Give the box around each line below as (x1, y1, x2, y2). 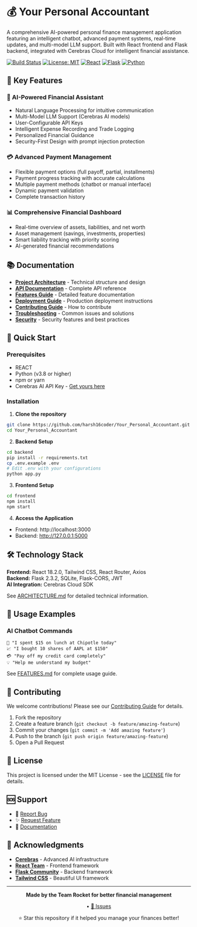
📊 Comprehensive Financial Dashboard (6, 208, 122, 216)
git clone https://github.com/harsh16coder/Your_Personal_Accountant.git (6, 422, 191, 428)
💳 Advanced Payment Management (6, 152, 112, 161)
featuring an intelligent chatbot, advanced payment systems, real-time (6, 35, 176, 42)
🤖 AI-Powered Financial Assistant (6, 93, 104, 101)
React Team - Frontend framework (15, 862, 99, 869)
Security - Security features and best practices (15, 316, 130, 323)
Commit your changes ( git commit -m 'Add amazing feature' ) (15, 726, 165, 734)
